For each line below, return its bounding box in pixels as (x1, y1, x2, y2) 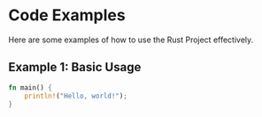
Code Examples (8, 5, 126, 26)
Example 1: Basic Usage (8, 60, 142, 75)
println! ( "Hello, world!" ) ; (24, 91, 127, 100)
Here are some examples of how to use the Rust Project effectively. (8, 34, 254, 45)
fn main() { (8, 83, 52, 92)
